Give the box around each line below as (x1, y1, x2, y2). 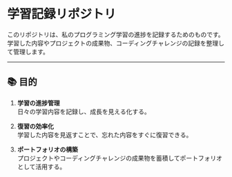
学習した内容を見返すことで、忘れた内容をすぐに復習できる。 (17, 130, 193, 138)
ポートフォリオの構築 (17, 145, 78, 154)
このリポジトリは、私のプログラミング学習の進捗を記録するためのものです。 (7, 30, 224, 39)
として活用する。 (17, 163, 66, 171)
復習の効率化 (17, 122, 54, 130)
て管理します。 (7, 48, 50, 56)
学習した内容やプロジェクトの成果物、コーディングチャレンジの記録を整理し (7, 39, 224, 47)
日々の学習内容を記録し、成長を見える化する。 (17, 107, 151, 116)
